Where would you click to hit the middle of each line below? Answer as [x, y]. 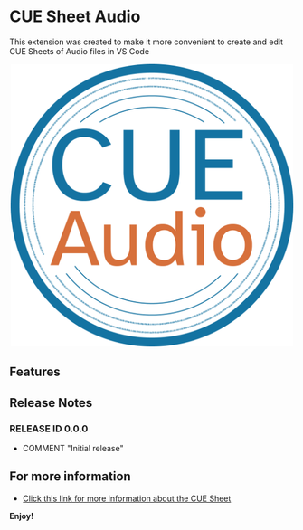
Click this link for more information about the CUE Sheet [127, 498]
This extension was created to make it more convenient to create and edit [146, 42]
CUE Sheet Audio [75, 17]
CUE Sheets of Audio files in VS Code [80, 51]
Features [35, 372]
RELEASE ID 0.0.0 [49, 429]
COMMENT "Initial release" [73, 449]
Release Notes [51, 403]
